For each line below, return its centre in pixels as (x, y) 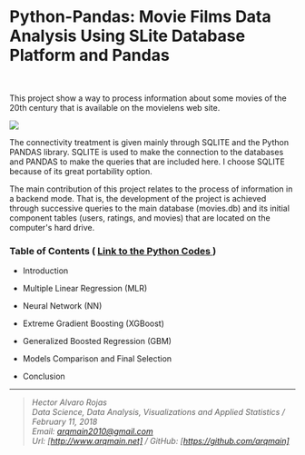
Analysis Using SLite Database (128, 36)
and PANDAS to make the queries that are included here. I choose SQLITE (148, 162)
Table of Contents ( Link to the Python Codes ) (113, 251)
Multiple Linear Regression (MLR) (85, 289)
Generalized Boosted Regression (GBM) (97, 341)
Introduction (45, 271)
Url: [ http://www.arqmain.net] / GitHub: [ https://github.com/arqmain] (161, 441)
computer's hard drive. (52, 227)
